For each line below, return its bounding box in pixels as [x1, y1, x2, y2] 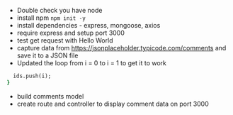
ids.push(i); [13, 72, 52, 80]
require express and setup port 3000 [16, 28, 125, 37]
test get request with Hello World [16, 36, 113, 45]
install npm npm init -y [16, 13, 86, 22]
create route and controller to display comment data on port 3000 [16, 99, 210, 108]
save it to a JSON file [16, 51, 79, 60]
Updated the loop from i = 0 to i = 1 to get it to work [16, 59, 167, 67]
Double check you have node [16, 6, 103, 14]
